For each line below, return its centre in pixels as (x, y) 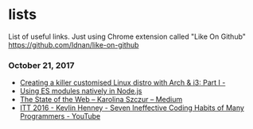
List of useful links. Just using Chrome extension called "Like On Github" (127, 36)
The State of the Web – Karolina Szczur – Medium (101, 100)
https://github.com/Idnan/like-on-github (74, 44)
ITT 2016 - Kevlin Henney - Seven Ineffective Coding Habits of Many (132, 108)
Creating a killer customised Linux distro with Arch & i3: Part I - (123, 83)
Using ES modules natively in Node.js (81, 91)
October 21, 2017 (41, 65)
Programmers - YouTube (60, 116)
